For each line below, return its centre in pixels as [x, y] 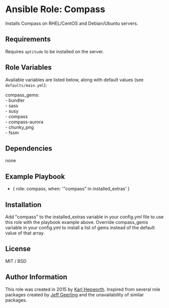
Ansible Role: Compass [55, 9]
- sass [12, 105]
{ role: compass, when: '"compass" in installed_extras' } [71, 189]
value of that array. [25, 233]
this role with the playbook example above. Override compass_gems [77, 222]
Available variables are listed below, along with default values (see [74, 80]
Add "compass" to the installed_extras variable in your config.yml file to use [84, 217]
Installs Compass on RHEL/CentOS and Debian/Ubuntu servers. [72, 23]
